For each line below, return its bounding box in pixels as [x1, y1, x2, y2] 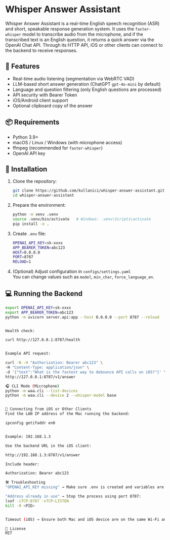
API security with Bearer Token [12, 91, 77, 98]
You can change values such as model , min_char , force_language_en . [12, 274, 154, 280]
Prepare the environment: [12, 202, 66, 208]
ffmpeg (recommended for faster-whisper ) [12, 145, 103, 151]
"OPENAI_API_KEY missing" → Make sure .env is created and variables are [5, 485, 164, 490]
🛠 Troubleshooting [5, 480, 46, 485]
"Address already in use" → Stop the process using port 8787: [5, 494, 142, 499]
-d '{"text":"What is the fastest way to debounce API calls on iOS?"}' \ [5, 369, 166, 374]
